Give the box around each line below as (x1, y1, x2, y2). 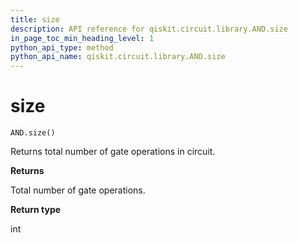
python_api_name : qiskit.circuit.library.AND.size (10, 52, 226, 62)
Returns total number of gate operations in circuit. (10, 146, 216, 158)
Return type (10, 204, 62, 216)
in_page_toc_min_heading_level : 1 (10, 33, 155, 43)
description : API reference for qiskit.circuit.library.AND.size (10, 24, 288, 34)
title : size (10, 14, 60, 25)
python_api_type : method (10, 42, 114, 53)
